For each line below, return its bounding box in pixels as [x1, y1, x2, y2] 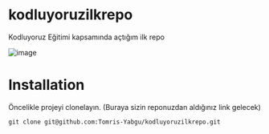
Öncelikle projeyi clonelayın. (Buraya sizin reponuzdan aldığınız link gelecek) [8, 102, 261, 112]
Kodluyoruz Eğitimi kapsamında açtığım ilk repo [8, 32, 165, 42]
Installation [8, 76, 85, 94]
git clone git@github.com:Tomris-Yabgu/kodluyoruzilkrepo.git [8, 118, 221, 126]
